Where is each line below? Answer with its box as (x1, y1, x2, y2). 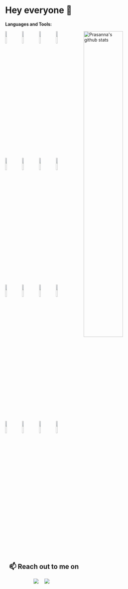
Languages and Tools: (5, 21, 52, 27)
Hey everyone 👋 (5, 5, 72, 16)
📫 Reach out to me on (9, 562, 79, 571)
